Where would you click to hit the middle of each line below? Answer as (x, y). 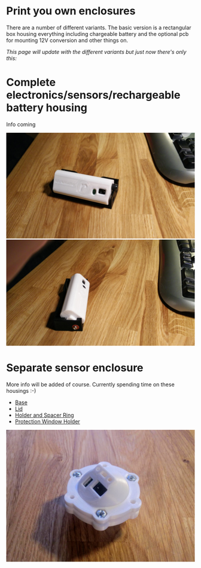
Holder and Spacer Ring (44, 415)
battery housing (47, 108)
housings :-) (21, 390)
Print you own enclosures (71, 11)
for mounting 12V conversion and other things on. (67, 40)
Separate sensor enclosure (75, 368)
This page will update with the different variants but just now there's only (96, 51)
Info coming (21, 124)
